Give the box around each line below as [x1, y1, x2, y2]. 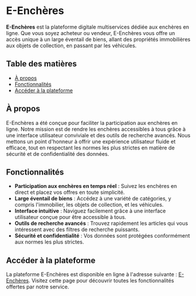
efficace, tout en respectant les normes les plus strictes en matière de [6, 144, 175, 151]
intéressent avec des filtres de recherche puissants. [14, 226, 140, 233]
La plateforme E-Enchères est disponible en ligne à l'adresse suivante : [6, 271, 177, 278]
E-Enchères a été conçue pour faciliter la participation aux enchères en [6, 119, 178, 126]
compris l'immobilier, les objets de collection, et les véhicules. [14, 201, 164, 208]
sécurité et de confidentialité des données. [6, 150, 109, 157]
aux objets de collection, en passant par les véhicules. [6, 42, 137, 49]
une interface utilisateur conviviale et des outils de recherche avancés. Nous [6, 131, 191, 138]
